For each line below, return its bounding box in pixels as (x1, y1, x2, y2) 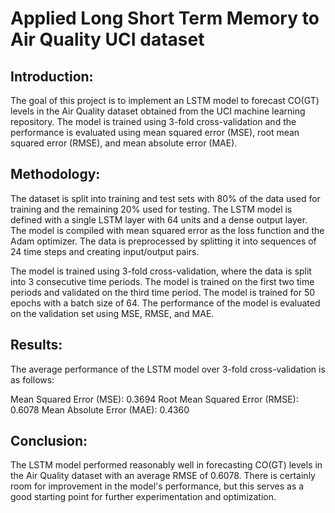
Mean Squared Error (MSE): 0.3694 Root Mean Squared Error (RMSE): (10, 393, 299, 405)
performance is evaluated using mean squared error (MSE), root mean (10, 127, 300, 138)
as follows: (10, 373, 55, 386)
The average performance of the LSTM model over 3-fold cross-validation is (10, 363, 326, 375)
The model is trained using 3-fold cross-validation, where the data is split (10, 265, 312, 277)
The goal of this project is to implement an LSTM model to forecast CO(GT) (10, 95, 320, 106)
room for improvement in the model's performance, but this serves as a (10, 480, 305, 492)
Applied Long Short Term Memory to (10, 7, 320, 30)
